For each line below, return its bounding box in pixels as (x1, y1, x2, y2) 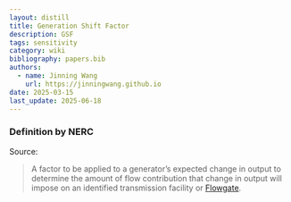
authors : (9, 63, 42, 72)
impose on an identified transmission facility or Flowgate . (30, 182, 242, 193)
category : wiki (9, 46, 66, 55)
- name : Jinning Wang (17, 72, 98, 80)
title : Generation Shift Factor (9, 21, 129, 30)
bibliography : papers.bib (9, 55, 105, 63)
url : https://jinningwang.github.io (25, 80, 162, 88)
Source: (9, 146, 38, 156)
